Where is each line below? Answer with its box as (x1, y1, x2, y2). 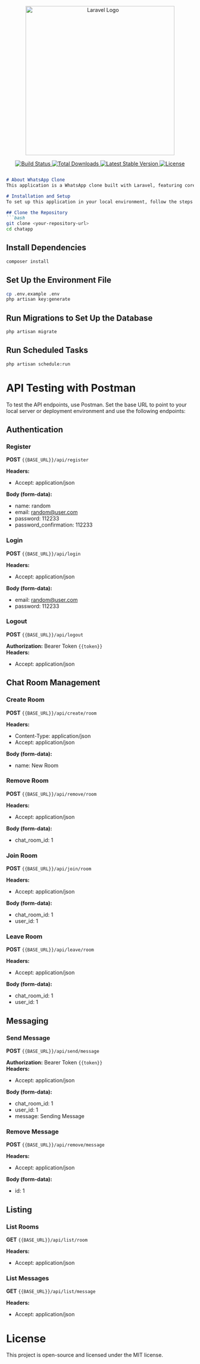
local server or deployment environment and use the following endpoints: (6, 407, 186, 414)
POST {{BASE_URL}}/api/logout (6, 630, 83, 638)
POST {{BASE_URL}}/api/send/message (6, 1048, 99, 1055)
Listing (6, 1205, 33, 1215)
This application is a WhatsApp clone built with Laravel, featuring (6, 182, 183, 188)
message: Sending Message (14, 1113, 85, 1120)
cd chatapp (6, 226, 33, 232)
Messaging (6, 1015, 49, 1026)
